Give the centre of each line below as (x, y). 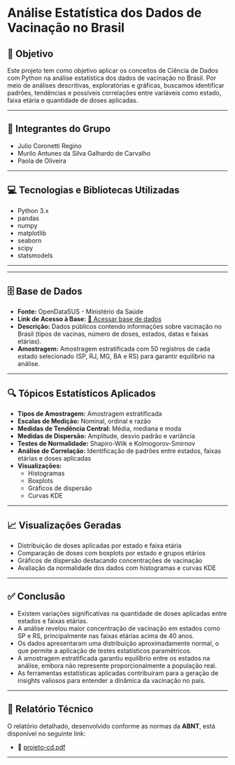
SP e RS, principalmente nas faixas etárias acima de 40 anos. (106, 635)
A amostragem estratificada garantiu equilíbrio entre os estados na (114, 658)
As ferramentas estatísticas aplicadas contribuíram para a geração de (118, 673)
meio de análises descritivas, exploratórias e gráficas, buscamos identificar (116, 85)
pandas (28, 218)
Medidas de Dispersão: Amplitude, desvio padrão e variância (106, 436)
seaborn (29, 241)
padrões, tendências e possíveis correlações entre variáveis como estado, (114, 93)
